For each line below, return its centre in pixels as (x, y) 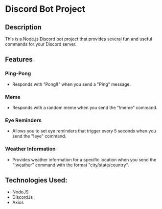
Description (23, 27)
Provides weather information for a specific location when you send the (84, 159)
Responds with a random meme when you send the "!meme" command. (85, 107)
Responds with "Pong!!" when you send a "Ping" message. (71, 84)
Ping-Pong (18, 74)
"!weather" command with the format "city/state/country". (70, 165)
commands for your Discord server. (41, 44)
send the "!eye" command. (39, 136)
